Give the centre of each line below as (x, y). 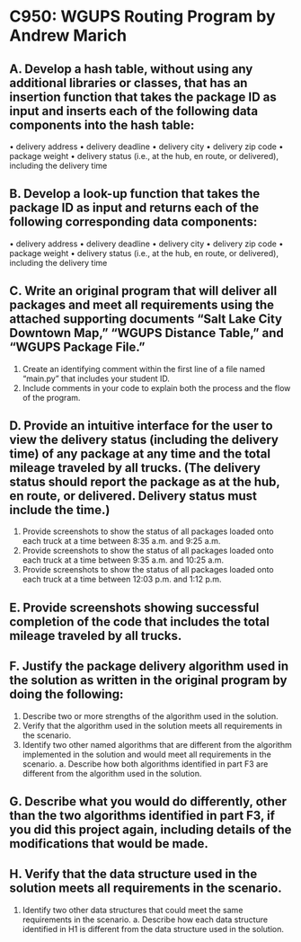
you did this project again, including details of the (150, 830)
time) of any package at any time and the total (140, 454)
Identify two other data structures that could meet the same (133, 910)
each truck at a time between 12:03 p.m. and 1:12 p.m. (122, 579)
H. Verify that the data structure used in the (133, 874)
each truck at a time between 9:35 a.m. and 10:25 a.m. (123, 560)
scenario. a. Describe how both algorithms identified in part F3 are (145, 764)
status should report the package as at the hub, (145, 482)
